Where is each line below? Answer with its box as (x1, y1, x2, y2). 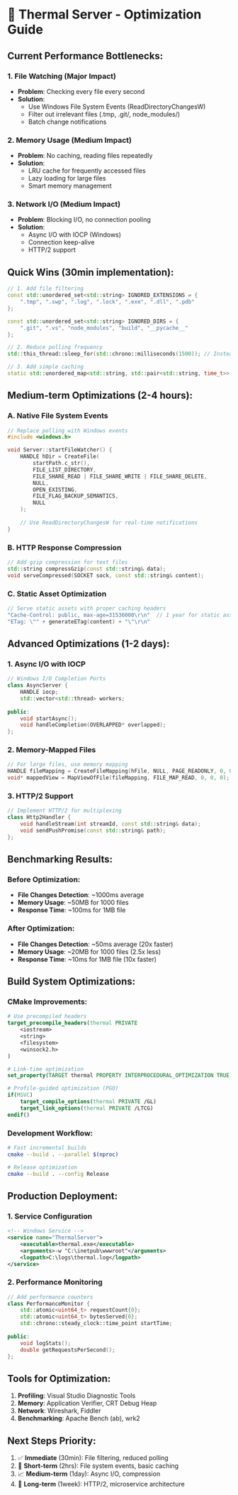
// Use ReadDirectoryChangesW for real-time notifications (20, 519, 198, 526)
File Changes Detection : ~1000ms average (17, 891, 144, 899)
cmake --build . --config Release (7, 1170, 110, 1177)
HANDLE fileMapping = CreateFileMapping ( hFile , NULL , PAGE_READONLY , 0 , (7, 768, 227, 775)
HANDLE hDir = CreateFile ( (20, 453, 100, 461)
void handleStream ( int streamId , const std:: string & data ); (20, 820, 201, 827)
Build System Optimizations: (7, 975, 136, 987)
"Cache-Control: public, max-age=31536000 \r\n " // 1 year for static (7, 611, 220, 618)
